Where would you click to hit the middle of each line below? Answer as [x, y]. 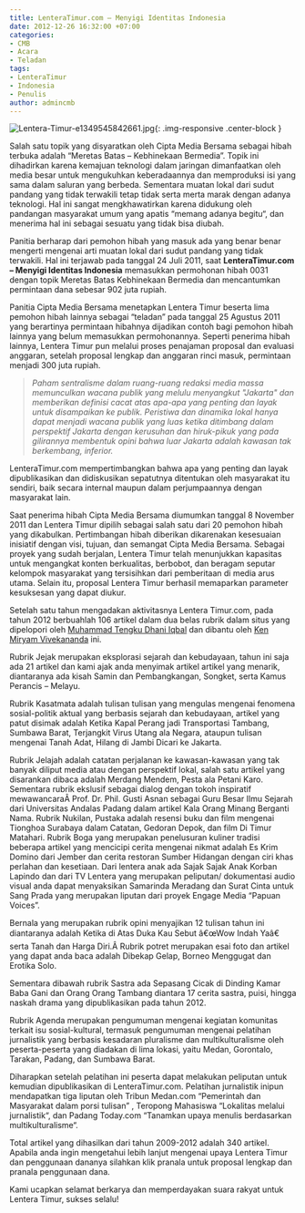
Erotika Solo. [33, 966]
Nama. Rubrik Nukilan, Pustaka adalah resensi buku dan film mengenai [142, 818]
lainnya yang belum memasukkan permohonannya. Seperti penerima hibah [150, 336]
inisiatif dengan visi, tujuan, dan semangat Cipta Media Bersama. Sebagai [147, 544]
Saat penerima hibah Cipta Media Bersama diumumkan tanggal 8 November [152, 515]
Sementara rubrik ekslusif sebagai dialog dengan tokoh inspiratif [131, 789]
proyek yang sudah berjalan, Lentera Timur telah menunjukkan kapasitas [146, 554]
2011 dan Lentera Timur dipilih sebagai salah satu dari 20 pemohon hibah [147, 525]
